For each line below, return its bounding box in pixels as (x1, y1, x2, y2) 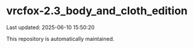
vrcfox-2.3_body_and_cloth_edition (6, 4, 188, 18)
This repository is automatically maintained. (6, 35, 115, 42)
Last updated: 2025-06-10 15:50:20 (6, 24, 95, 31)
